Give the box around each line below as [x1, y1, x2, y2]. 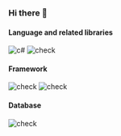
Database [8, 100, 42, 110]
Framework [8, 64, 48, 74]
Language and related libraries [8, 28, 113, 37]
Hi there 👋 [8, 7, 48, 19]
